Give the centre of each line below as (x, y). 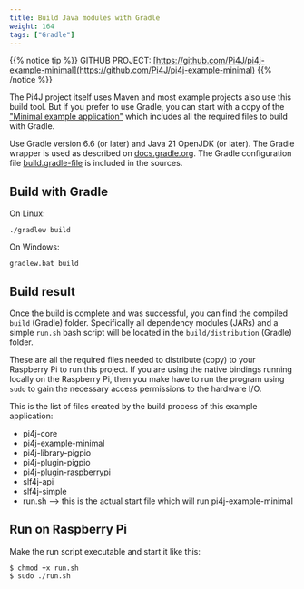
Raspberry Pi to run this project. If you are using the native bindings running (151, 369)
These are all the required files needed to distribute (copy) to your (132, 360)
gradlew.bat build (44, 264)
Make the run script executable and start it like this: (105, 551)
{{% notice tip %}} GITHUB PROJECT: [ (83, 61)
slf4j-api (38, 481)
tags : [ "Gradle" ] (42, 34)
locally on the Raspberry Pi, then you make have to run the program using (147, 379)
